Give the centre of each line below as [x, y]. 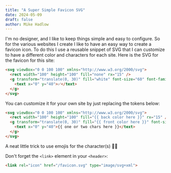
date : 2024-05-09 [24, 15]
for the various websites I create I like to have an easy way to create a [78, 44]
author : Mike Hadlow [27, 24]
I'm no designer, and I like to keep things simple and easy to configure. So [83, 39]
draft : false [19, 19]
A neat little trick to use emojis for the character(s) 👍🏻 [62, 146]
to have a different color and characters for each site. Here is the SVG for [82, 55]
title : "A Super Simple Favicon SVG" [45, 10]
